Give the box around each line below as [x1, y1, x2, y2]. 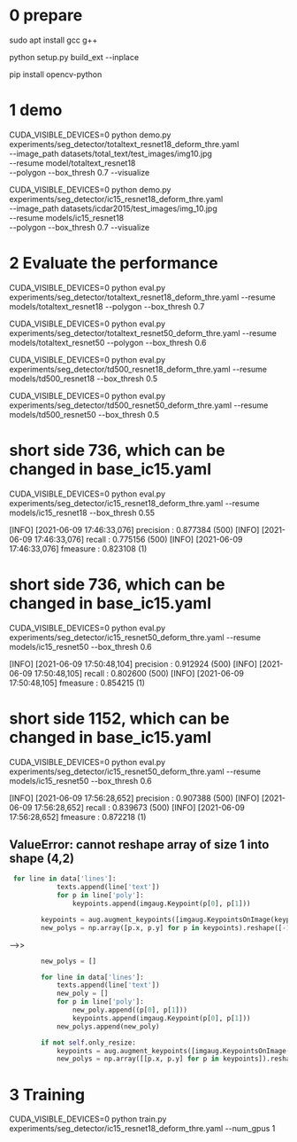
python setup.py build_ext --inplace [9, 51, 140, 62]
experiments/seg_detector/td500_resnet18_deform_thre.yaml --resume [9, 364, 268, 374]
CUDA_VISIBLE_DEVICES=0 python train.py [9, 1114, 167, 1124]
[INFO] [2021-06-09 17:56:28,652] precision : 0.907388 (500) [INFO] [9, 793, 260, 803]
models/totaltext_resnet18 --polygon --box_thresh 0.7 [9, 301, 205, 311]
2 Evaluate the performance [9, 254, 218, 273]
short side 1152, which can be [9, 708, 230, 728]
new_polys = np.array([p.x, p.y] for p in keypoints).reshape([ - [41, 923, 287, 932]
